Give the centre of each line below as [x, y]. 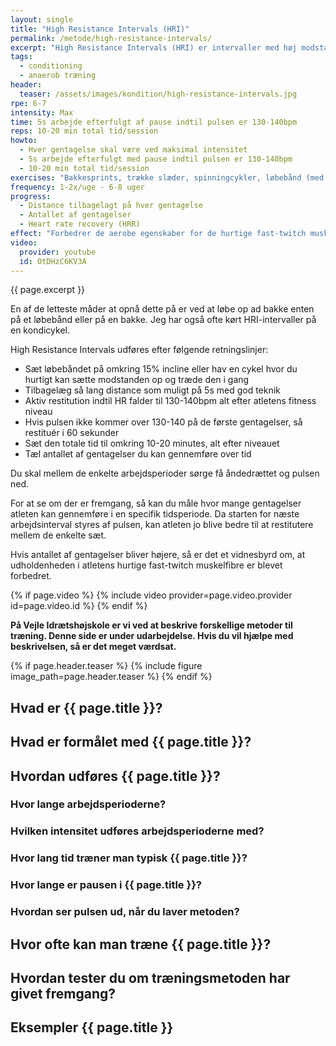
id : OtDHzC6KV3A [53, 261]
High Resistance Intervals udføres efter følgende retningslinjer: [139, 350]
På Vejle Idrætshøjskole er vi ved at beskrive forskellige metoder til [151, 625]
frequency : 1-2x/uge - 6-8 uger [77, 187]
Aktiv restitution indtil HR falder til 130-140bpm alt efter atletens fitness [170, 401]
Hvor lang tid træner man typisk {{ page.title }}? [129, 858]
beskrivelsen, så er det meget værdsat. [93, 647]
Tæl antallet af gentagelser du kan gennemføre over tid [138, 454]
